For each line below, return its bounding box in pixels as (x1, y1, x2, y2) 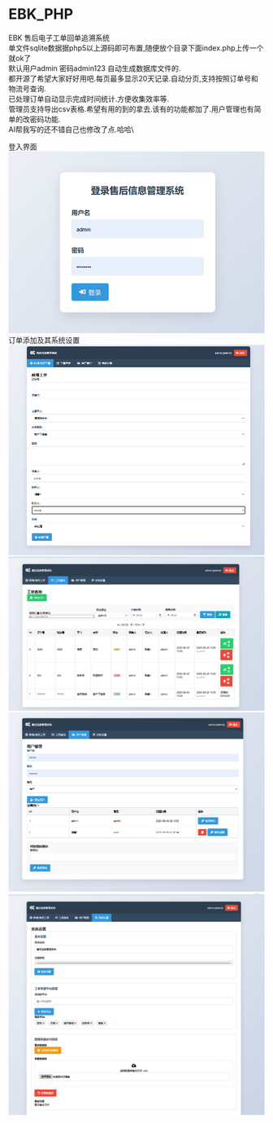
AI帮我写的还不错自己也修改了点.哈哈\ (8, 124, 134, 134)
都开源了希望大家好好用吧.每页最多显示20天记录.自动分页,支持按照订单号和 (8, 73, 258, 83)
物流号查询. (8, 83, 47, 94)
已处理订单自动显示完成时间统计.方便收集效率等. (8, 94, 170, 103)
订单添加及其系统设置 (8, 336, 80, 345)
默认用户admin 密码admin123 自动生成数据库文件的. (8, 63, 181, 73)
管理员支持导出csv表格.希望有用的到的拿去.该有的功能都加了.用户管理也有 (8, 103, 254, 114)
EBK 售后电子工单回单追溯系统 (8, 33, 110, 42)
